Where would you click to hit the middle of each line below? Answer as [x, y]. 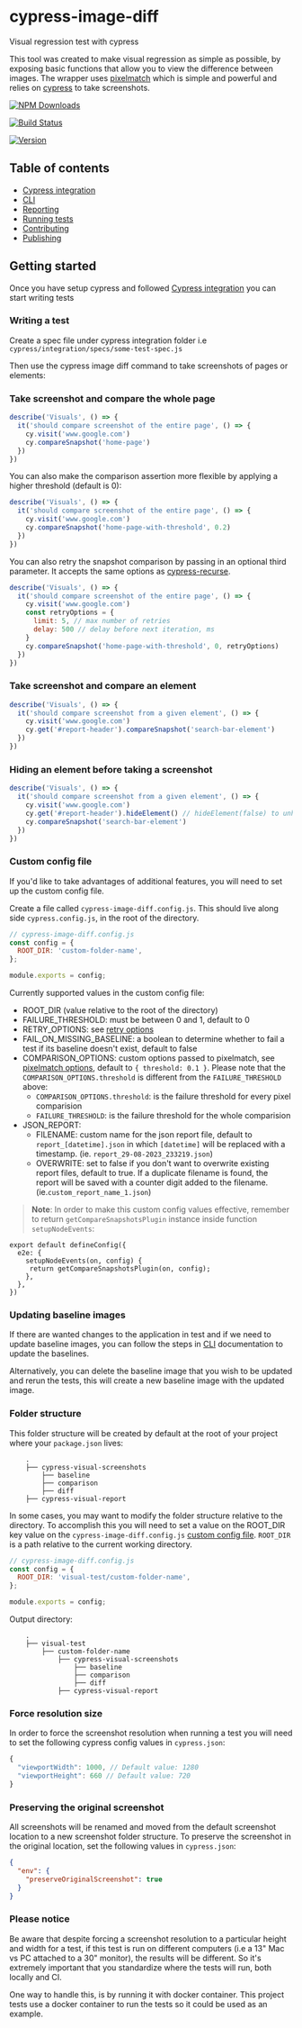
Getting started [53, 266]
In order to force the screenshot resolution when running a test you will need [151, 1733]
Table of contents [59, 168]
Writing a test [40, 321]
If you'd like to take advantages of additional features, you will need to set [146, 881]
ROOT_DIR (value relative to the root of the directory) [120, 1010]
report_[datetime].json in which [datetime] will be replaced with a [160, 1145]
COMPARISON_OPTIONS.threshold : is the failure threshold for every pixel [163, 1097]
